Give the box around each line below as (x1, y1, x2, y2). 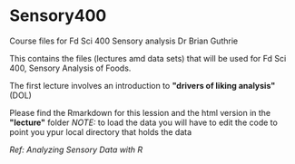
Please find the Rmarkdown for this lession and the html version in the (9, 107, 271, 118)
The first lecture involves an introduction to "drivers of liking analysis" (9, 80, 276, 91)
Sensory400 (9, 5, 107, 26)
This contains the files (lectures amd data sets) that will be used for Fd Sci (9, 53, 287, 63)
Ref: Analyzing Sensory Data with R (9, 144, 143, 155)
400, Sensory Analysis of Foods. (9, 63, 132, 73)
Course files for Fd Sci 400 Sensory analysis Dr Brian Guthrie (9, 35, 239, 46)
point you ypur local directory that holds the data (9, 126, 192, 137)
